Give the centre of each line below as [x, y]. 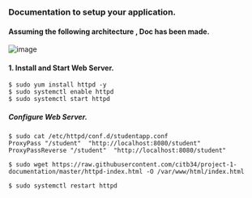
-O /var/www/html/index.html [195, 172]
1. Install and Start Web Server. [61, 68]
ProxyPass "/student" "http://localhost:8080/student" [105, 144]
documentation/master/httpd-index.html [76, 172]
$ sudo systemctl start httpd [60, 99]
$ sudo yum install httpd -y [58, 85]
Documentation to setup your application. [92, 12]
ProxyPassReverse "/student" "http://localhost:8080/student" [117, 151]
